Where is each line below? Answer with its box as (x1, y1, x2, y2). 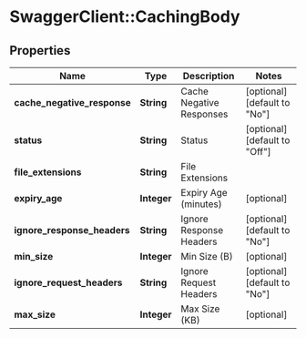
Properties (9, 43, 71, 58)
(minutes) (180, 198, 222, 210)
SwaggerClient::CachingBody (9, 6, 240, 27)
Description (182, 70, 235, 82)
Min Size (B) (180, 251, 234, 262)
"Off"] (245, 146, 271, 158)
